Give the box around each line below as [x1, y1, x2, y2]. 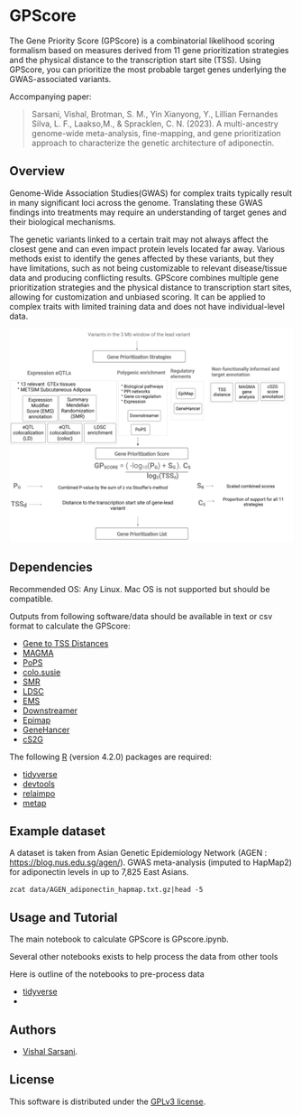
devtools [22, 778, 56, 789]
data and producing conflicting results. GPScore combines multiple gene [9, 272, 279, 283]
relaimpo [22, 787, 56, 799]
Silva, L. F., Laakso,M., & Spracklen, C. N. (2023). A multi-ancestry [31, 118, 279, 129]
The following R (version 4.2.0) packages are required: [9, 751, 212, 762]
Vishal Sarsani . [22, 1046, 78, 1056]
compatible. [9, 593, 54, 604]
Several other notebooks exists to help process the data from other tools [9, 952, 278, 962]
